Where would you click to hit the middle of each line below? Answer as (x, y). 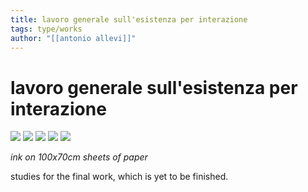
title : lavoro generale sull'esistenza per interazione (129, 19)
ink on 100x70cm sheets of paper (79, 157)
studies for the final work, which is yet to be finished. (119, 177)
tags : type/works (46, 29)
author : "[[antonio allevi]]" (73, 38)
